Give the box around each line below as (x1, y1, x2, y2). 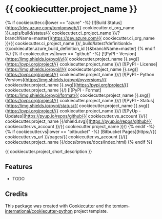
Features (5, 163, 33, 171)
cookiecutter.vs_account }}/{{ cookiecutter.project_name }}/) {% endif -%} (5, 123, 155, 129)
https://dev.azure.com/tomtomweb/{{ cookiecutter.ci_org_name (6, 24, 135, 30)
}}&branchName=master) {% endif (85, 45, 155, 51)
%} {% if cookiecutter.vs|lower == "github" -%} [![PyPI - (5, 50, 119, 57)
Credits (5, 190, 28, 198)
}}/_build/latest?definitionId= (75, 40, 133, 46)
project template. (74, 208, 108, 214)
